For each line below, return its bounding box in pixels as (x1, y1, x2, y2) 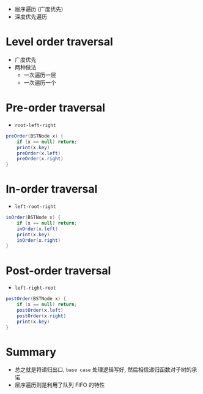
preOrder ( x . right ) (17, 156, 64, 162)
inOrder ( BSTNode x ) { (6, 214, 61, 221)
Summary (6, 345, 56, 359)
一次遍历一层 (23, 71, 56, 79)
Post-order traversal (6, 263, 111, 277)
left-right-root (14, 285, 56, 292)
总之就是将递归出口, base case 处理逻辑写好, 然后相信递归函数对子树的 (14, 366, 192, 373)
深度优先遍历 (14, 13, 47, 20)
